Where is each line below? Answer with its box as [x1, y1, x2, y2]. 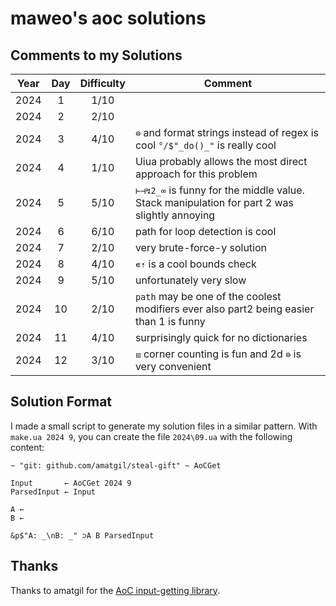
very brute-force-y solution [134, 241, 268, 254]
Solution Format [10, 393, 113, 411]
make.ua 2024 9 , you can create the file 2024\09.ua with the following [10, 430, 293, 442]
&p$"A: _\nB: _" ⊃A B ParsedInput [10, 530, 155, 541]
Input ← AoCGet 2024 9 [10, 478, 132, 488]
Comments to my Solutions [10, 47, 183, 64]
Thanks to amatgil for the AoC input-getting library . [10, 584, 221, 596]
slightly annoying [134, 208, 216, 222]
